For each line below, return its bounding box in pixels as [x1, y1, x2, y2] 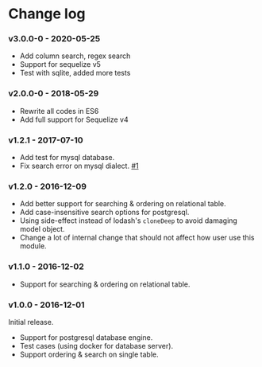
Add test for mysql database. [19, 153, 115, 162]
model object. [19, 224, 65, 234]
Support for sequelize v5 [19, 60, 102, 69]
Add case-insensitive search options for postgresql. [19, 208, 190, 217]
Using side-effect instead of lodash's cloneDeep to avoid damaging [19, 216, 238, 225]
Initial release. [8, 317, 54, 326]
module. [19, 241, 47, 251]
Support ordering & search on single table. [19, 349, 159, 359]
